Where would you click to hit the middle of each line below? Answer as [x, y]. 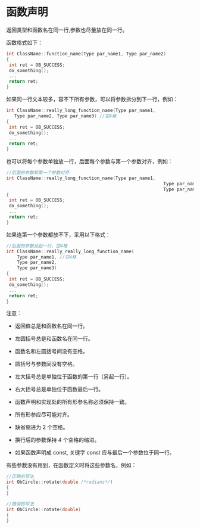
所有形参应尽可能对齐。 [43, 415]
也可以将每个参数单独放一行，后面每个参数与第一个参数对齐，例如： [90, 161]
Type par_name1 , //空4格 [47, 257]
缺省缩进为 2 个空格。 [41, 427]
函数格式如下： [24, 42]
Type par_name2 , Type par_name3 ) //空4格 [65, 116]
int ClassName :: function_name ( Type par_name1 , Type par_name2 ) [86, 54]
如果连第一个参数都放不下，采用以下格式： [58, 234]
